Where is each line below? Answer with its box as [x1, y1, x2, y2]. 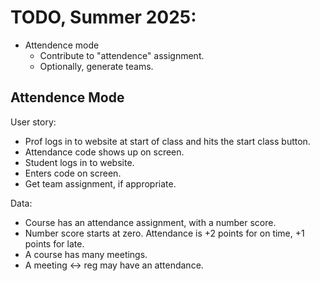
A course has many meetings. [24, 248, 148, 260]
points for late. [24, 237, 85, 250]
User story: [10, 116, 57, 128]
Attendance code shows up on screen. [24, 146, 185, 158]
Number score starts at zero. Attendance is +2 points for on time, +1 [24, 227, 305, 239]
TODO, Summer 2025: [10, 6, 197, 29]
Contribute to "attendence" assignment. [39, 49, 205, 61]
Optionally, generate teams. [39, 60, 154, 72]
